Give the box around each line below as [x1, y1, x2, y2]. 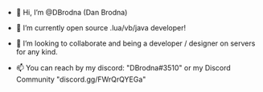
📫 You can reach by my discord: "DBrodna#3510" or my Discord [15, 63, 231, 72]
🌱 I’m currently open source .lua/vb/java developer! [15, 23, 187, 32]
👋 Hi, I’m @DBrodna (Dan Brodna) [15, 8, 128, 17]
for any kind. [15, 47, 58, 56]
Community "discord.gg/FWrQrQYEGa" [15, 74, 146, 84]
